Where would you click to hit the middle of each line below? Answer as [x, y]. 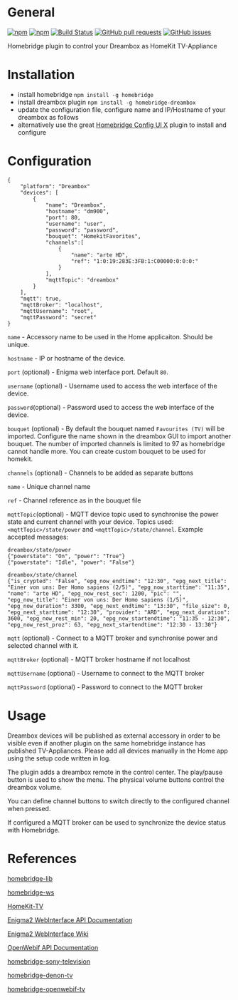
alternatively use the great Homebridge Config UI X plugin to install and [122, 125]
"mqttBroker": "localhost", [61, 305]
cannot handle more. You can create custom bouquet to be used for [107, 451]
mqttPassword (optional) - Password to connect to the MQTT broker [105, 687]
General [31, 12]
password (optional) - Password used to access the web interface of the [111, 407]
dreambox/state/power [39, 550]
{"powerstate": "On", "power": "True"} [66, 556]
